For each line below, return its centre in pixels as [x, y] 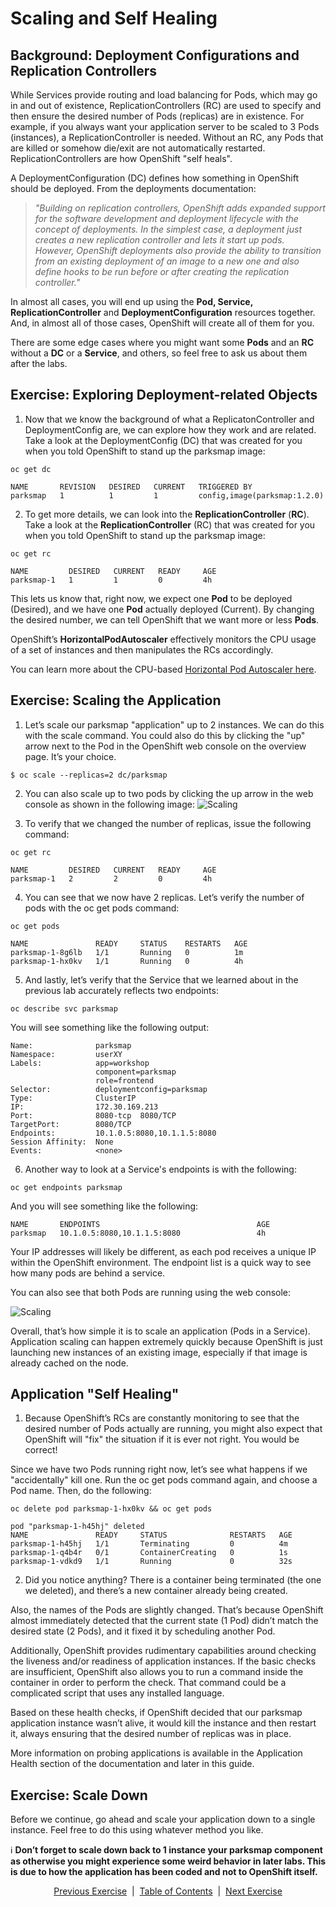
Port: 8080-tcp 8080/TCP [93, 1115]
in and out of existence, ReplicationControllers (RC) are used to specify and [166, 105]
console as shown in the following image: [109, 804]
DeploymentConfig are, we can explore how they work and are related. [170, 429]
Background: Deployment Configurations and [155, 55]
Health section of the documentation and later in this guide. [132, 1764]
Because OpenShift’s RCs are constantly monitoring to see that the [162, 1418]
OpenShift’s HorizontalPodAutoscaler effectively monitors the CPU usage [163, 639]
